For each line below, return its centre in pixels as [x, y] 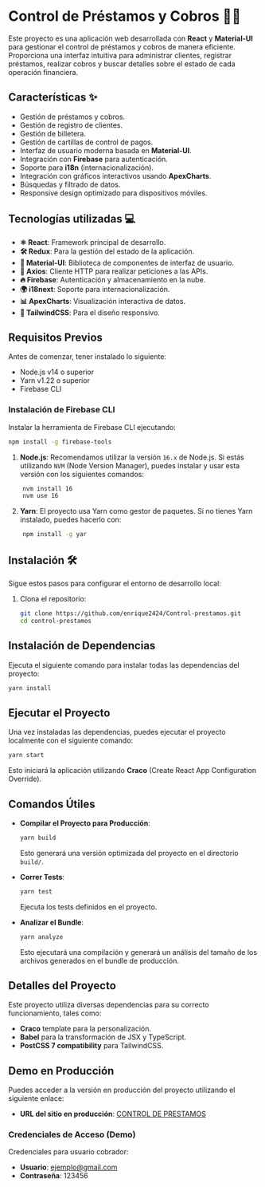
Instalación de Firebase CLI [62, 410]
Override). [25, 779]
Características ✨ [53, 98]
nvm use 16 [41, 496]
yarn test [36, 891]
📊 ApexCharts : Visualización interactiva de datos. [102, 301]
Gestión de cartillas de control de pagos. [86, 142]
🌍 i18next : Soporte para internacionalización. [95, 289]
